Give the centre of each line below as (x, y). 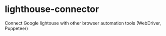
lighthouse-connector (52, 9)
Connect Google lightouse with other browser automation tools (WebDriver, (83, 23)
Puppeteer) (16, 28)
